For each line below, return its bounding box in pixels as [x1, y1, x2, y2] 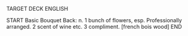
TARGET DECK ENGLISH [6, 5, 69, 12]
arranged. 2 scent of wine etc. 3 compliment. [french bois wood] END [6, 23, 182, 30]
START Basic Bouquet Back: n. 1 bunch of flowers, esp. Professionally [6, 17, 182, 23]
